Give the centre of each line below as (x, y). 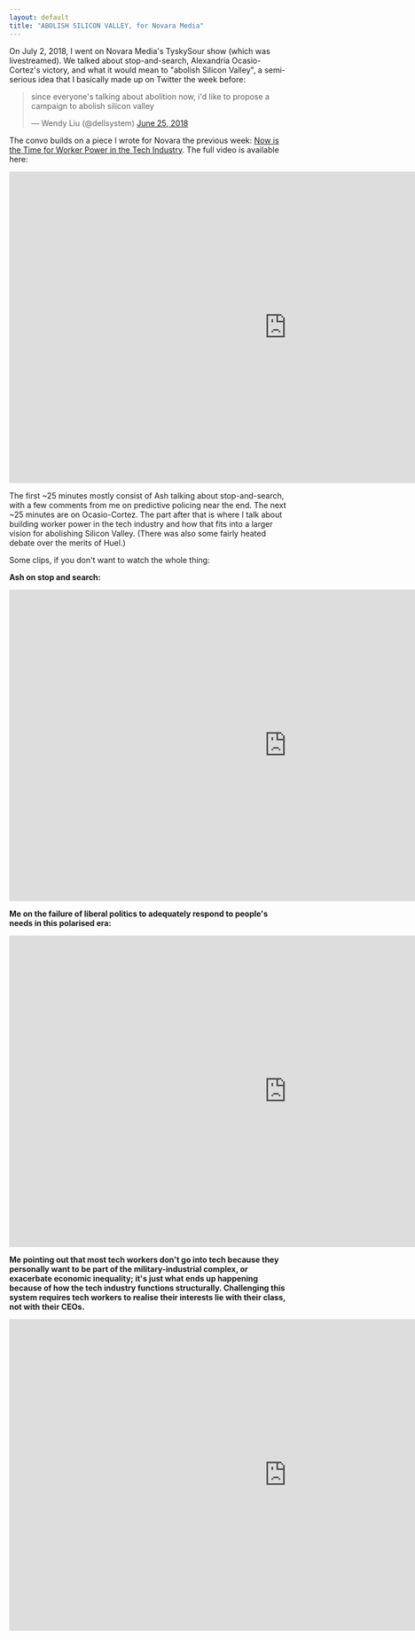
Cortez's (25, 70)
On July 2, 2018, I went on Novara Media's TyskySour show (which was (140, 51)
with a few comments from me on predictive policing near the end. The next (148, 505)
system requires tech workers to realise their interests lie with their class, (148, 1297)
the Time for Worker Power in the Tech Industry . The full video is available (144, 149)
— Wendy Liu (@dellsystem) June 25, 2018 (110, 123)
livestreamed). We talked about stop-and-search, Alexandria (120, 60)
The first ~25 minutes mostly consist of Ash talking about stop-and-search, (147, 495)
